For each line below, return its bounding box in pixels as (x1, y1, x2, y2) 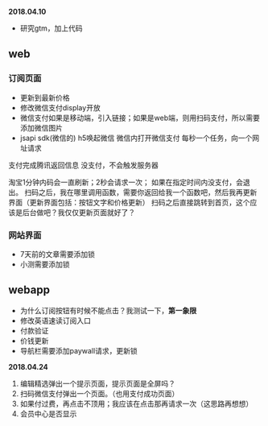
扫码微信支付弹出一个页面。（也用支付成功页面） (19, 388, 179, 398)
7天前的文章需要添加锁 (19, 249, 95, 258)
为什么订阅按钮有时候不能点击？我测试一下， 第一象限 (19, 305, 197, 315)
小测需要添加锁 (19, 259, 70, 269)
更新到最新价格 (19, 93, 70, 102)
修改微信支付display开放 (19, 102, 101, 112)
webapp (8, 283, 51, 297)
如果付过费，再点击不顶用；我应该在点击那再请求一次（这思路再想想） (19, 399, 254, 408)
